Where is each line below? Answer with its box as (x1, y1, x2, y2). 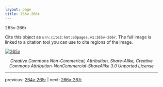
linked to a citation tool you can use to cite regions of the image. (5, 39, 133, 45)
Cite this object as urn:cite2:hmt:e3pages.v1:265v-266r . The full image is (5, 34, 151, 40)
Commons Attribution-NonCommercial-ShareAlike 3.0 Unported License (9, 63, 154, 69)
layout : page (5, 7, 32, 12)
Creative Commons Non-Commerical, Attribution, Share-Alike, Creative (10, 58, 153, 63)
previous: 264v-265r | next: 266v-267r (5, 76, 82, 82)
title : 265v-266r (5, 12, 40, 16)
